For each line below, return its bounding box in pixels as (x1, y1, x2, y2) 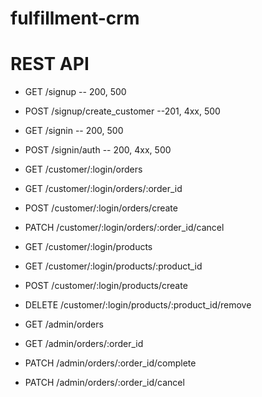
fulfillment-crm (10, 7, 140, 30)
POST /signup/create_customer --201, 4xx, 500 (24, 105, 221, 117)
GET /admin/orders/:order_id (24, 338, 144, 350)
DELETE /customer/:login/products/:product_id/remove (24, 299, 252, 311)
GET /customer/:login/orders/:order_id (24, 183, 183, 195)
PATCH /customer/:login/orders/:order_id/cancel (24, 222, 225, 234)
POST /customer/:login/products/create (24, 280, 188, 292)
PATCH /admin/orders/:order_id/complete (24, 357, 197, 369)
